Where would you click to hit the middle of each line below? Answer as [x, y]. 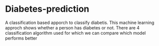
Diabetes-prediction [47, 9]
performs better [21, 38]
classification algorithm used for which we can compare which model [76, 33]
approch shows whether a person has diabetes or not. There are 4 [72, 27]
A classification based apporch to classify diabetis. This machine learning [80, 23]
